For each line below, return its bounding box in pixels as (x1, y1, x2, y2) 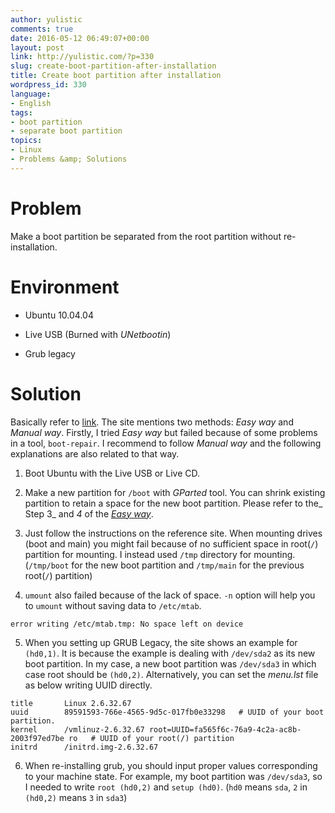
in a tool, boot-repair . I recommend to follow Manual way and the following (10, 437, 322, 449)
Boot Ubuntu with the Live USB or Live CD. (24, 467, 201, 479)
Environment (10, 276, 120, 298)
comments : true (10, 24, 74, 34)
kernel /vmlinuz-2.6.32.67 (10, 724, 145, 735)
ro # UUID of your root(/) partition (68, 733, 235, 743)
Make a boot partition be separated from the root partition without (10, 230, 282, 242)
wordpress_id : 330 (10, 80, 87, 90)
